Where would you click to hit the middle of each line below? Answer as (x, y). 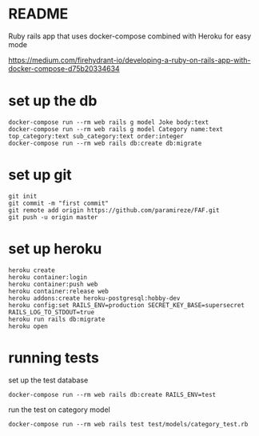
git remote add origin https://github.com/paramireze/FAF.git (114, 210)
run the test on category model (59, 410)
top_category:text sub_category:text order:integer (96, 136)
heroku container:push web (53, 284)
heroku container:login (48, 277)
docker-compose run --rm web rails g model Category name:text (116, 129)
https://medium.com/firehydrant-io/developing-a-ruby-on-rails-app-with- (129, 60)
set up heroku (55, 249)
